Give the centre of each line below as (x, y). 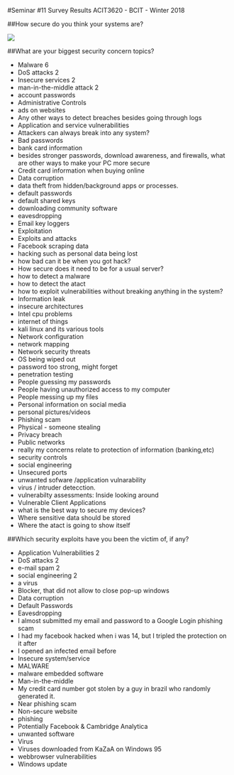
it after (27, 643)
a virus (27, 583)
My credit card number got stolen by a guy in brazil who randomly (114, 689)
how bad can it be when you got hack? (74, 261)
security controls (42, 457)
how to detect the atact (52, 284)
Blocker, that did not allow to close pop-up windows (94, 590)
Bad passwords (40, 140)
